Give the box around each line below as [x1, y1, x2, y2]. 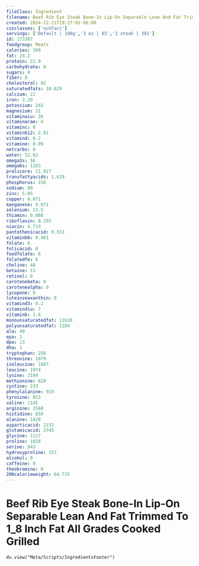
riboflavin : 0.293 [6, 218, 52, 224]
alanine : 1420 [6, 416, 41, 423]
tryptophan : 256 [6, 350, 46, 356]
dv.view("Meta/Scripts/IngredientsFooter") [6, 555, 115, 561]
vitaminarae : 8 [6, 119, 44, 125]
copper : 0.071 [6, 196, 41, 202]
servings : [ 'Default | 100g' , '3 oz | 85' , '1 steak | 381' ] [6, 31, 155, 37]
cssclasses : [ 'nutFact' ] [6, 25, 68, 31]
